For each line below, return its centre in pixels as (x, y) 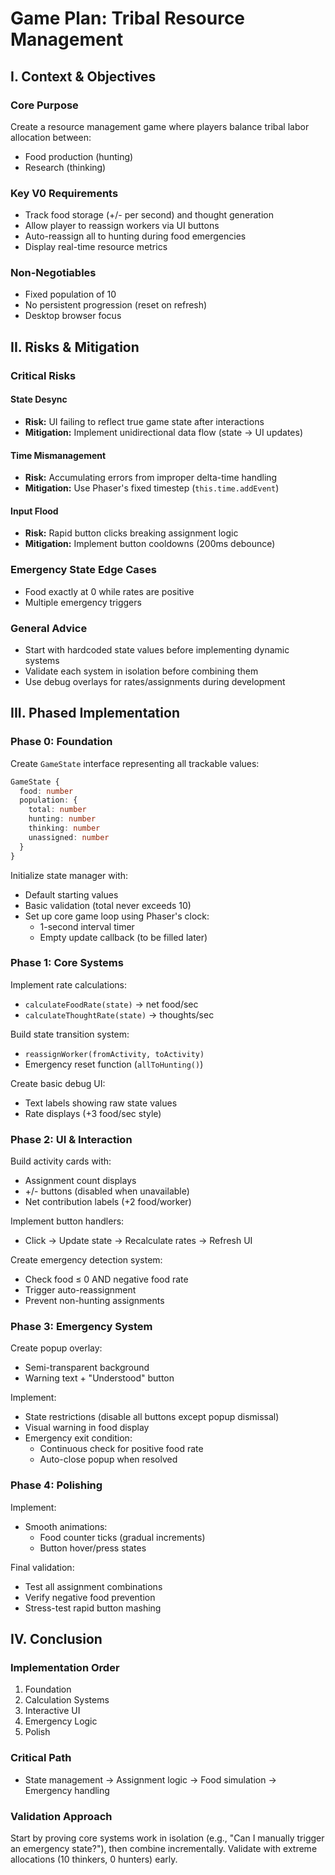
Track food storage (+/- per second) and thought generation (149, 215)
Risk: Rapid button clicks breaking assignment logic (131, 533)
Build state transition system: (70, 1034)
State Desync (39, 399)
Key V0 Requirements (64, 193)
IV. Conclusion (56, 1639)
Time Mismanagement (58, 455)
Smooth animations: (66, 1526)
